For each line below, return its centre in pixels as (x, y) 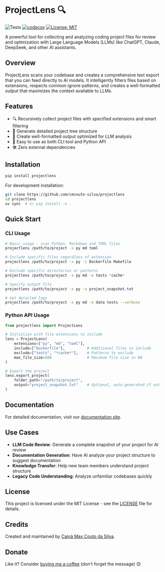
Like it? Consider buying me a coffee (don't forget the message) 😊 (73, 564)
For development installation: (35, 186)
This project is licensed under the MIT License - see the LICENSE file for (79, 504)
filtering (20, 126)
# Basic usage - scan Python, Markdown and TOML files (63, 244)
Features (19, 106)
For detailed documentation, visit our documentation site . (63, 417)
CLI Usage (18, 233)
